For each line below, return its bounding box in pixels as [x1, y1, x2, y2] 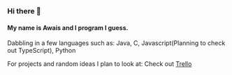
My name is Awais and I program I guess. [7, 24, 129, 32]
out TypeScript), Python [7, 47, 76, 55]
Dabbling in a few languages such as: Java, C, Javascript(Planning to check [7, 39, 226, 47]
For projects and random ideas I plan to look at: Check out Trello [7, 60, 192, 68]
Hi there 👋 [7, 6, 42, 16]
